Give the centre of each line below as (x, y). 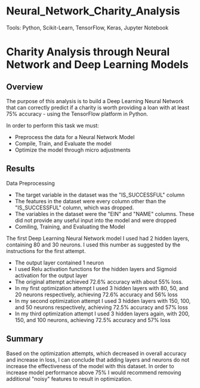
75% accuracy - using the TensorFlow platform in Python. (77, 114)
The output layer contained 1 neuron (59, 263)
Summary (25, 339)
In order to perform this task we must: (53, 125)
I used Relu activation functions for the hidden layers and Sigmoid (96, 269)
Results (21, 169)
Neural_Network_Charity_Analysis (93, 11)
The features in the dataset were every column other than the (90, 201)
